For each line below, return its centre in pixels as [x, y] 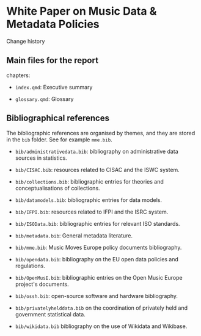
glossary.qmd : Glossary [44, 99]
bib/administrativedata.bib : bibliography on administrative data [97, 151]
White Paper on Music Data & [82, 11]
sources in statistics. [41, 158]
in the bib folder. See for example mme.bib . [60, 140]
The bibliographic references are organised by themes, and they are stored [101, 133]
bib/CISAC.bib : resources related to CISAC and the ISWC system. [97, 170]
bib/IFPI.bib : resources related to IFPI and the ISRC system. [92, 212]
